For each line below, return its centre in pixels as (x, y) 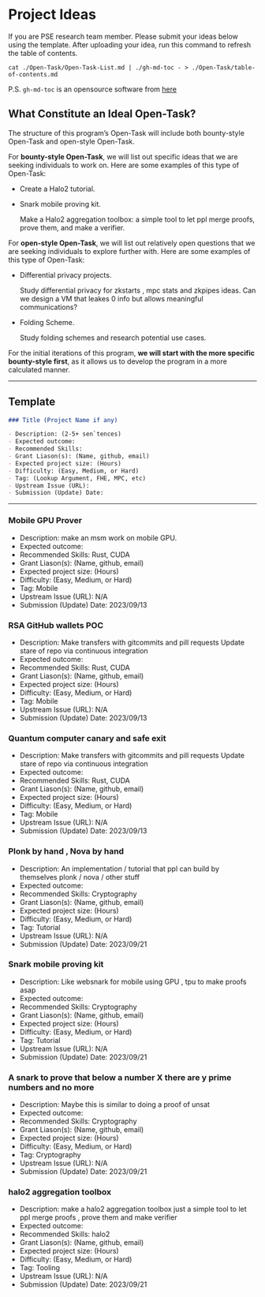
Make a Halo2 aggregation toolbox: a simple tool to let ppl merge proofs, (137, 219)
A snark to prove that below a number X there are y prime (120, 1077)
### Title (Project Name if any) (63, 420)
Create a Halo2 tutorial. (57, 189)
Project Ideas (52, 15)
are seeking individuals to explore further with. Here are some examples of (129, 251)
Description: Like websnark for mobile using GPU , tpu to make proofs (133, 981)
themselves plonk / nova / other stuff (80, 877)
